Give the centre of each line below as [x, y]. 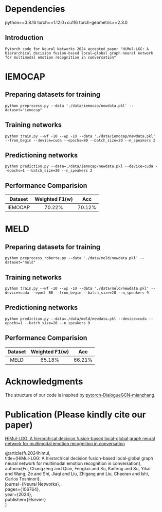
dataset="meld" [20, 263]
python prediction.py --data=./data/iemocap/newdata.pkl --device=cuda [79, 166]
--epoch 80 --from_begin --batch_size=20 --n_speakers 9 [90, 293]
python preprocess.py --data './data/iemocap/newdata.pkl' [66, 106]
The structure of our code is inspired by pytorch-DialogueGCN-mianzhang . [80, 395]
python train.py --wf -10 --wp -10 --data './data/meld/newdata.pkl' [77, 288]
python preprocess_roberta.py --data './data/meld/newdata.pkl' [72, 258]
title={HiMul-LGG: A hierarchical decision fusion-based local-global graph [79, 458]
